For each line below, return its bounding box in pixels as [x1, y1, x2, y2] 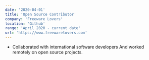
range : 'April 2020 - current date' [5, 26, 81, 31]
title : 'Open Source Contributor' [5, 12, 77, 17]
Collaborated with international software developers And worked [12, 44, 145, 50]
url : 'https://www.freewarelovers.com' [5, 30, 88, 35]
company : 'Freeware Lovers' [5, 16, 63, 21]
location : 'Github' [5, 21, 46, 26]
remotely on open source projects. [12, 49, 83, 55]
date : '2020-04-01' [5, 7, 46, 12]
